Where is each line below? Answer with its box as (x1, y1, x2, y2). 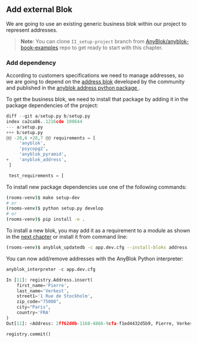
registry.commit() (6, 331, 51, 337)
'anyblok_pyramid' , (19, 152, 67, 157)
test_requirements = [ (8, 173, 64, 179)
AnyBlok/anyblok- (145, 37, 189, 44)
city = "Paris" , (16, 304, 51, 310)
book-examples (20, 44, 59, 51)
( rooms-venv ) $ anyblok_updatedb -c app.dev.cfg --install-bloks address (6, 245, 188, 251)
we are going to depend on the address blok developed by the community (6, 78, 185, 85)
